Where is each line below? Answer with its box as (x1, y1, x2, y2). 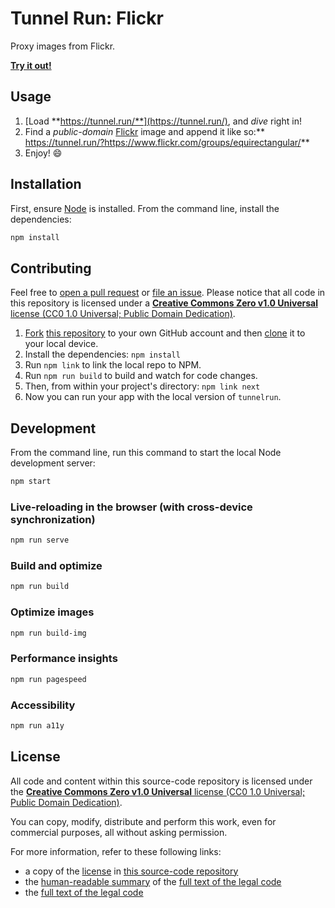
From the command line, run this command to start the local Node (10, 447, 282, 459)
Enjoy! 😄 (24, 147, 63, 159)
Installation (10, 176, 82, 193)
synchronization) (10, 512, 96, 526)
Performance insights (10, 652, 118, 666)
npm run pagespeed (10, 674, 87, 684)
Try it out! (10, 59, 52, 71)
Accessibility (10, 698, 76, 712)
